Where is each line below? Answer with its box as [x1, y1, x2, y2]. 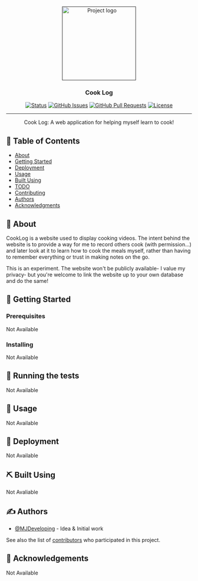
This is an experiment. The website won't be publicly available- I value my [6, 265, 186, 272]
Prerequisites [6, 312, 45, 321]
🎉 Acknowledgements [6, 553, 89, 564]
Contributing [14, 190, 45, 197]
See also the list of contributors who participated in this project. [6, 536, 161, 543]
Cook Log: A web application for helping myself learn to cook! [24, 119, 174, 126]
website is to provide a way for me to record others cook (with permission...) [6, 240, 192, 248]
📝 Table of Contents [6, 136, 80, 146]
